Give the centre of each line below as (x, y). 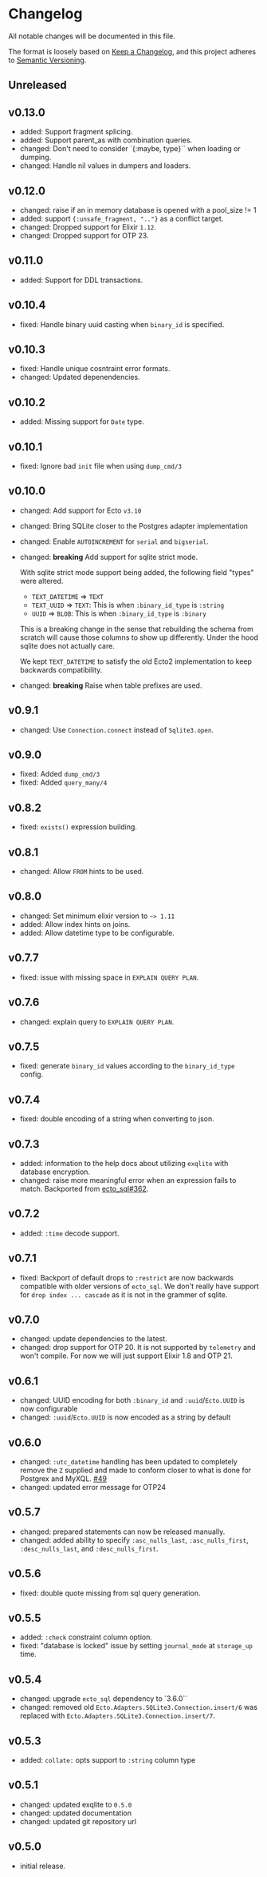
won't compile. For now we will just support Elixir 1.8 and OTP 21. (126, 1356)
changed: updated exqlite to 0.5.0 (76, 1804)
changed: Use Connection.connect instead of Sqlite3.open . (116, 729)
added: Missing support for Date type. (82, 421)
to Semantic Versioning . (47, 60)
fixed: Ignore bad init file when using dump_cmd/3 (100, 466)
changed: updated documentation (75, 1813)
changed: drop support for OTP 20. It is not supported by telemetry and (138, 1348)
